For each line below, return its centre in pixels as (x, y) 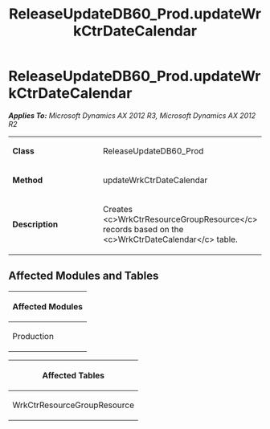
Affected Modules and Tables (84, 276)
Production (33, 336)
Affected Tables (74, 375)
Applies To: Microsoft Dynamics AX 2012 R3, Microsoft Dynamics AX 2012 (132, 115)
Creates (118, 209)
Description (35, 224)
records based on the (143, 229)
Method (28, 180)
